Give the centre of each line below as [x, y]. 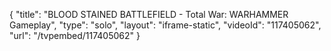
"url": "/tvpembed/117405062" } [75, 35]
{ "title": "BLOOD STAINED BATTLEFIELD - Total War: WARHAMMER [149, 14]
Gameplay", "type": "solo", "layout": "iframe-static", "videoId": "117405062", [165, 25]
